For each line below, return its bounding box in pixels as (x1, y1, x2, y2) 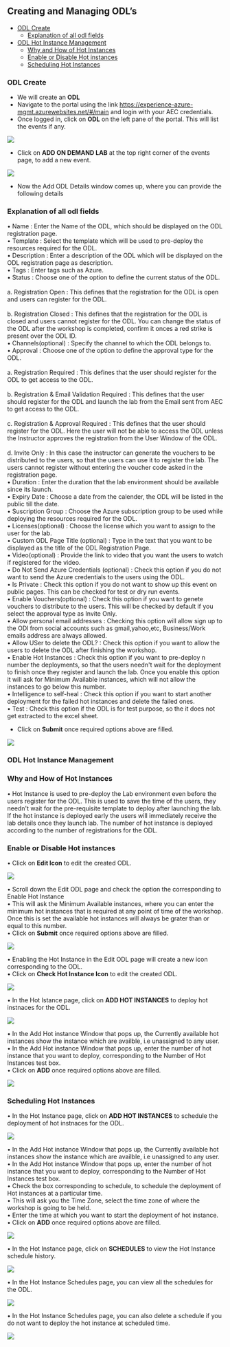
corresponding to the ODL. (7, 962, 82, 971)
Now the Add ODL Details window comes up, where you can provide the (16, 182, 222, 191)
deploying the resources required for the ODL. (7, 515, 137, 523)
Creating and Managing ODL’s (7, 6, 137, 17)
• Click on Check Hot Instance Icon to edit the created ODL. (7, 969, 178, 978)
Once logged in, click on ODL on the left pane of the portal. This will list (16, 115, 219, 123)
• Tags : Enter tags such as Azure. (7, 266, 104, 274)
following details (16, 189, 64, 198)
